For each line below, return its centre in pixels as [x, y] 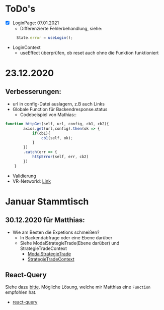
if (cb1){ [41, 133]
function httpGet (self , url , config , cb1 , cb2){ [57, 124]
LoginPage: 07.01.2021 [36, 23]
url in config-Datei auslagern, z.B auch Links [58, 104]
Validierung [24, 176]
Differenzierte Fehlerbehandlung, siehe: [61, 29]
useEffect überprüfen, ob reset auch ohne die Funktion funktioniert [89, 53]
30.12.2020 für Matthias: [45, 220]
